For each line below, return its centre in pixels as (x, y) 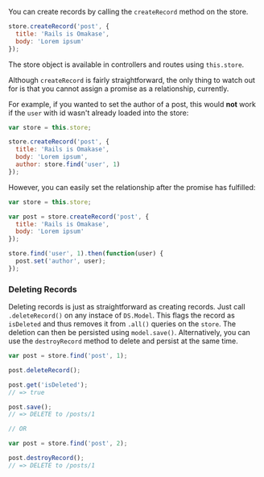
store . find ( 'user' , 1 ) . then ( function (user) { (86, 254)
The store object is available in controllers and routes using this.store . (126, 64)
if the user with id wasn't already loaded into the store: (99, 113)
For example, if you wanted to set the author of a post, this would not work (132, 104)
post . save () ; (30, 407)
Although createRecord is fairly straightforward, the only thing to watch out (132, 80)
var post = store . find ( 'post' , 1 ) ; (68, 356)
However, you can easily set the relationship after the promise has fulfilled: (132, 187)
